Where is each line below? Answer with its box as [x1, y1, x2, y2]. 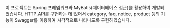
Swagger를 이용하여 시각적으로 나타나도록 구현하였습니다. [14, 17, 131, 23]
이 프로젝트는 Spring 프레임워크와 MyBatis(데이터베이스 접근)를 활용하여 [5, 5, 151, 10]
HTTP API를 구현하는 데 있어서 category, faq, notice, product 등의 [24, 11, 160, 17]
